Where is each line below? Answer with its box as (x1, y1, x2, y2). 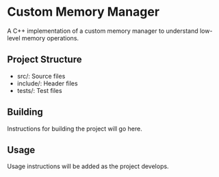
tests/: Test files (16, 86, 63, 94)
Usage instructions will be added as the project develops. (7, 162, 169, 171)
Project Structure (7, 54, 82, 66)
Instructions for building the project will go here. (7, 124, 142, 133)
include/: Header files (16, 79, 78, 87)
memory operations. (21, 33, 79, 42)
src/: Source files (16, 72, 66, 80)
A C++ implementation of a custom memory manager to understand (7, 27, 198, 35)
